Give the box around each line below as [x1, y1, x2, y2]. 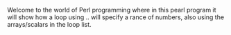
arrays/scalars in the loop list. [7, 21, 92, 28]
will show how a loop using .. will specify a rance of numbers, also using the [7, 13, 224, 21]
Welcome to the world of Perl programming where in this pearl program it [7, 6, 216, 14]
